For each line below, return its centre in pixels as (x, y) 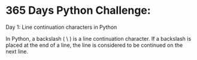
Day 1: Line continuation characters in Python (61, 27)
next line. (17, 51)
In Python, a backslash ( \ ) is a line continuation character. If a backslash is (99, 38)
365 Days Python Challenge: (78, 10)
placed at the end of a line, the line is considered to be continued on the (94, 45)
